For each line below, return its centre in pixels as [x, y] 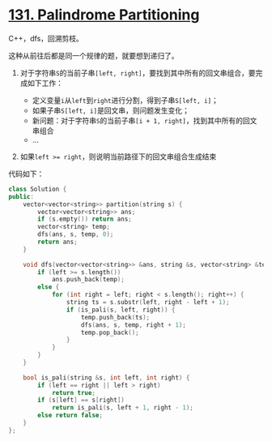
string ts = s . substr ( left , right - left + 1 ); [148, 303]
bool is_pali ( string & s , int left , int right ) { [106, 378]
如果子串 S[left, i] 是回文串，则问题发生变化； [111, 110]
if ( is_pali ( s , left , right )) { [121, 310]
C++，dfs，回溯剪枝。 [46, 38]
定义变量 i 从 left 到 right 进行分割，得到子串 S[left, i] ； [125, 100]
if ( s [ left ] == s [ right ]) [81, 400]
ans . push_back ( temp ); [88, 280]
